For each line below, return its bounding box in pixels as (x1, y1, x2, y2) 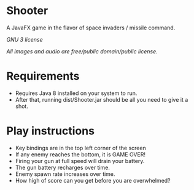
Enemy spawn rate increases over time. (15, 170, 115, 178)
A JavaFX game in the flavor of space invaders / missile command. (6, 24, 176, 31)
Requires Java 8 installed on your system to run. (15, 89, 138, 97)
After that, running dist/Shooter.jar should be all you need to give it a (15, 96, 188, 103)
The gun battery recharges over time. (15, 164, 111, 171)
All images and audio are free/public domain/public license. (6, 47, 158, 55)
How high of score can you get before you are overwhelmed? (15, 177, 171, 184)
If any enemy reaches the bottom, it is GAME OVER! (15, 151, 146, 158)
